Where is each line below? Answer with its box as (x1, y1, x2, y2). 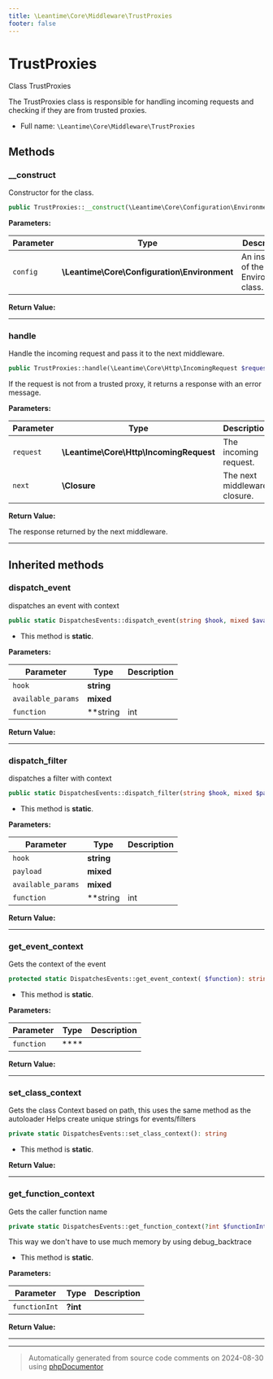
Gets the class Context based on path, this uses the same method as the (8, 1105, 252, 1115)
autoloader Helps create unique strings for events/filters (8, 1114, 197, 1124)
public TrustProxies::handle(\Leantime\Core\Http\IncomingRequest (8, 365, 238, 373)
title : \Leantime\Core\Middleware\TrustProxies (8, 11, 173, 20)
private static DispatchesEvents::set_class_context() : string (8, 1130, 227, 1138)
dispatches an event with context (8, 600, 119, 610)
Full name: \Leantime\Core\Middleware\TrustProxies (19, 121, 196, 131)
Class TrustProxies (8, 81, 71, 91)
